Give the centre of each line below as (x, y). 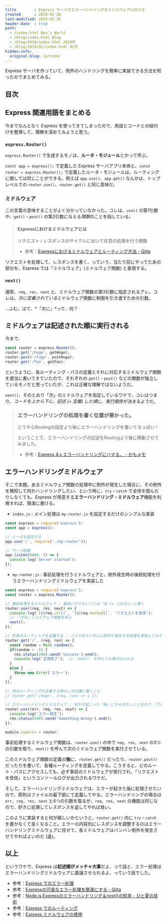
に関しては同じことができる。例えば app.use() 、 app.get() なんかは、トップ (83, 178)
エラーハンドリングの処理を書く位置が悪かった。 (76, 415)
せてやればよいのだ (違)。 (32, 836)
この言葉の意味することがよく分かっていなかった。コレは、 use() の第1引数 (82, 210)
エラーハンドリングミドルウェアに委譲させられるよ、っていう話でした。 (79, 872)
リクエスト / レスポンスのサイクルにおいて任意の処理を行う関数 (82, 241)
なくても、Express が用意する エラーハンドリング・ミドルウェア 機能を (85, 497)
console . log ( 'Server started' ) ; (43, 560)
